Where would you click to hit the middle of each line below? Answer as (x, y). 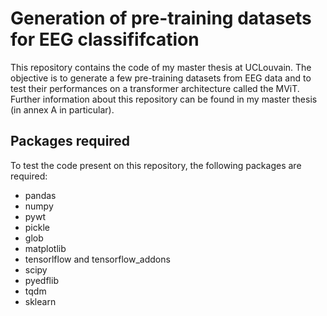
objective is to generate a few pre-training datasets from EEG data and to (161, 78)
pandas (40, 195)
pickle (37, 227)
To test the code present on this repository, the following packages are (156, 165)
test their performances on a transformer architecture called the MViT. (155, 88)
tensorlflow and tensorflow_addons (97, 259)
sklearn (40, 301)
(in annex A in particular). (62, 109)
